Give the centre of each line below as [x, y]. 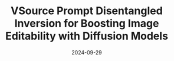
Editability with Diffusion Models [87, 36]
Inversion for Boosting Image [87, 23]
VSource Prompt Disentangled [87, 11]
